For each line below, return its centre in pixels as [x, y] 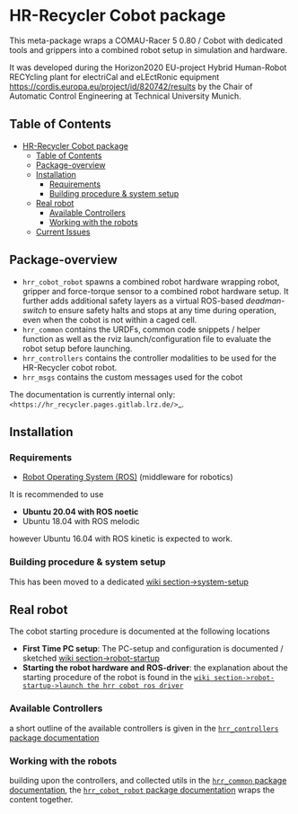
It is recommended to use [57, 495]
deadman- [265, 301]
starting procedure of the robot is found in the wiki [116, 678]
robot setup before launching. [77, 348]
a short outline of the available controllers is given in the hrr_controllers [144, 728]
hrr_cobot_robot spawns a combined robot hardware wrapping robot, [151, 281]
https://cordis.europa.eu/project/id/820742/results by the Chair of [131, 86]
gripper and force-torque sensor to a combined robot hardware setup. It [155, 291]
